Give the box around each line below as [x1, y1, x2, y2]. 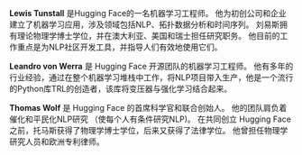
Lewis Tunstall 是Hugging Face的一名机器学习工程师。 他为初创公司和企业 [9, 8, 287, 18]
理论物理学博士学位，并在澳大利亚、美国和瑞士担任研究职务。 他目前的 [16, 31, 280, 41]
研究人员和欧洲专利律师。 [9, 136, 105, 147]
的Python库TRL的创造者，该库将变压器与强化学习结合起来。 [9, 84, 233, 94]
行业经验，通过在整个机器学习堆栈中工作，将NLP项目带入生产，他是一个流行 [9, 72, 294, 83]
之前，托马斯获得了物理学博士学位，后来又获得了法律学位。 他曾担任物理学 [9, 125, 288, 135]
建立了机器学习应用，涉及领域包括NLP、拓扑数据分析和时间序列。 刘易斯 [9, 19, 280, 30]
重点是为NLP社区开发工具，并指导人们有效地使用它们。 [16, 41, 223, 52]
